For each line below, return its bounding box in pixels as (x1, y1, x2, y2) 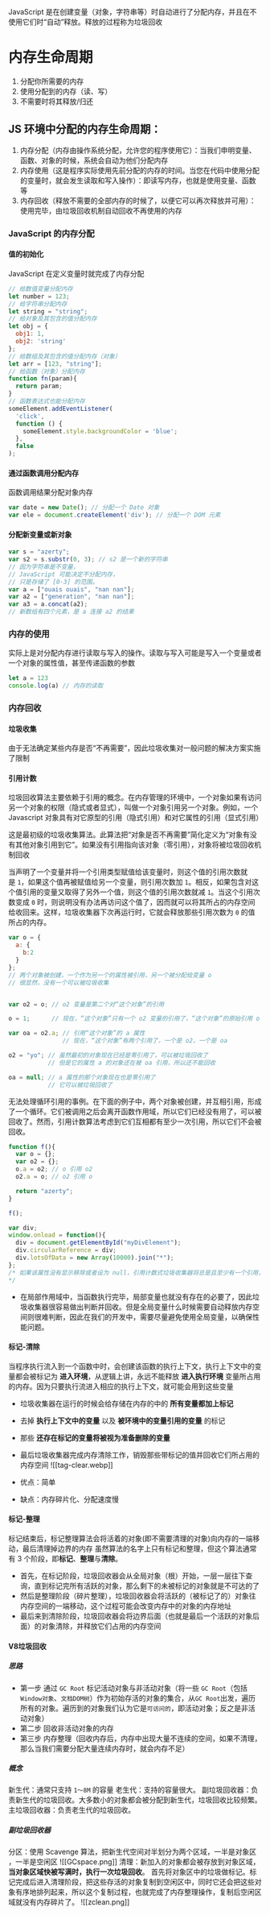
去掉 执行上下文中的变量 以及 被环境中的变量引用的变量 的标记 (19, 1416, 226, 1425)
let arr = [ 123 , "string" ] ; (8, 359, 103, 368)
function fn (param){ (8, 375, 78, 383)
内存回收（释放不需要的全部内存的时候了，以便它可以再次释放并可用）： (19, 196, 256, 205)
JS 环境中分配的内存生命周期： (8, 122, 162, 136)
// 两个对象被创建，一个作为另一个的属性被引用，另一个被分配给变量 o (8, 971, 212, 979)
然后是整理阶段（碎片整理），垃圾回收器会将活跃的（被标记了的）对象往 (19, 1590, 256, 1601)
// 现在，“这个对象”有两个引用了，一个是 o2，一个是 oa (62, 1037, 227, 1045)
